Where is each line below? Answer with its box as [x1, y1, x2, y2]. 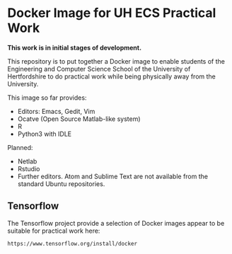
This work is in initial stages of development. [7, 43, 142, 52]
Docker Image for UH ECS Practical [7, 5, 216, 21]
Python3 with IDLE [17, 129, 72, 138]
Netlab [17, 157, 37, 166]
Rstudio [17, 164, 40, 173]
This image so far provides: [7, 93, 87, 102]
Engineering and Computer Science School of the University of [7, 64, 191, 73]
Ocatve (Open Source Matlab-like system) [17, 115, 141, 123]
